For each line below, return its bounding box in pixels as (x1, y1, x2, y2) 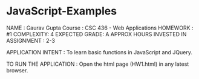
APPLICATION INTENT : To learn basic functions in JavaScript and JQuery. (6, 48, 192, 55)
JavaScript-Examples (6, 4, 117, 18)
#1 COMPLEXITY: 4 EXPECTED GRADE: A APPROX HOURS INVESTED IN (6, 30, 187, 37)
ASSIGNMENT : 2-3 (6, 37, 56, 44)
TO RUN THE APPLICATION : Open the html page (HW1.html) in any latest (6, 60, 189, 68)
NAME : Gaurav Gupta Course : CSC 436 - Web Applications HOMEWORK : (6, 24, 194, 31)
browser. (6, 66, 28, 74)
